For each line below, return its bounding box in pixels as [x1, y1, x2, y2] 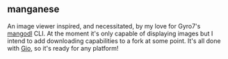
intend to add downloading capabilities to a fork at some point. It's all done [7, 36, 221, 45]
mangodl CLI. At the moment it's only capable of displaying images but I [7, 29, 213, 37]
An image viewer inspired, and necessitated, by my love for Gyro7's [7, 22, 201, 30]
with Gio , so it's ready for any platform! [7, 44, 119, 52]
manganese [7, 3, 60, 15]
